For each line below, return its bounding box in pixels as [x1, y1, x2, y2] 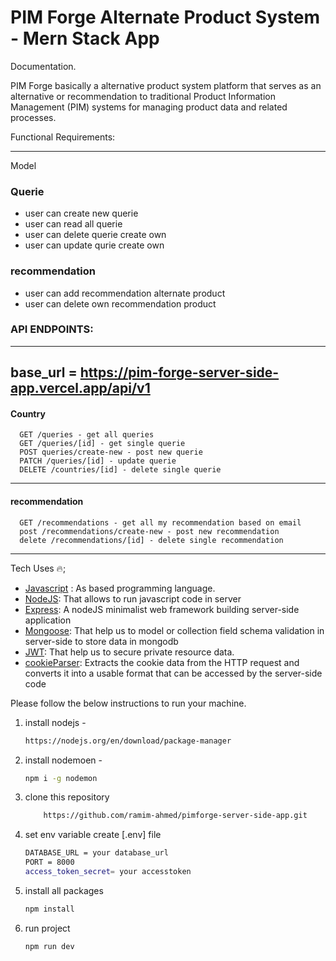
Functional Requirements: [10, 131, 116, 143]
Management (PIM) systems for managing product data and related [10, 101, 288, 113]
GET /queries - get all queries [19, 430, 155, 440]
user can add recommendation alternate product [24, 287, 226, 299]
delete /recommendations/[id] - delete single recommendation [19, 535, 284, 545]
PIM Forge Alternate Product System [10, 6, 320, 29]
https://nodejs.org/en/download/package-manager [24, 736, 232, 746]
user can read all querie [24, 218, 123, 230]
